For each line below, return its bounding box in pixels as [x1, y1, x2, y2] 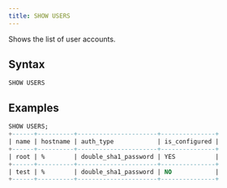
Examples [8, 100, 59, 114]
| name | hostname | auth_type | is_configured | [8, 138, 220, 146]
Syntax [8, 58, 45, 71]
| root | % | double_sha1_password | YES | [8, 152, 220, 160]
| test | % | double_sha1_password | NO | [8, 168, 220, 176]
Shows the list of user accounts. [8, 34, 116, 44]
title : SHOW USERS [8, 11, 71, 20]
